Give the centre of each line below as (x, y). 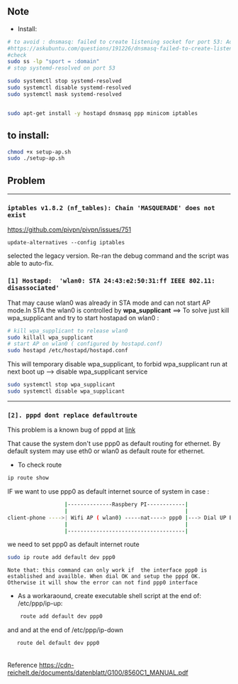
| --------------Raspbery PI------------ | (126, 505)
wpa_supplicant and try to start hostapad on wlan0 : (83, 317)
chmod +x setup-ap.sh (39, 152)
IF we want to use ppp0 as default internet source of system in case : (108, 492)
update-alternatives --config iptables (66, 243)
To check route (40, 465)
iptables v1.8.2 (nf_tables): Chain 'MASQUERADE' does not (111, 208)
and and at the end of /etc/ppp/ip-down (66, 630)
